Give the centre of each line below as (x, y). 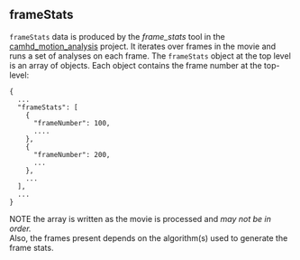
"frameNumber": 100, (72, 123)
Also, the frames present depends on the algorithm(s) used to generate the (149, 237)
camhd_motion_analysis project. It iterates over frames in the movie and (143, 46)
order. (20, 228)
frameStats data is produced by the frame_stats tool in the (117, 36)
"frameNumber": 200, (72, 154)
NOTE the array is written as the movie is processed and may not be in (141, 218)
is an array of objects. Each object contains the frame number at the (136, 65)
